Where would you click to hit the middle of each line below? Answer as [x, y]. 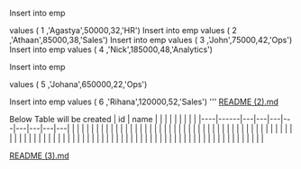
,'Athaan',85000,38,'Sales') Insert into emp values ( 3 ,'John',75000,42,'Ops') [151, 40]
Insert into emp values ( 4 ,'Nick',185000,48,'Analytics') [111, 49]
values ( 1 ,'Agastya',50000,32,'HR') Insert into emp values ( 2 [123, 30]
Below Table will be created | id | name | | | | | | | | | [103, 119]
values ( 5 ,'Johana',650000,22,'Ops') [78, 84]
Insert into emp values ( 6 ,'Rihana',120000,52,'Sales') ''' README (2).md [144, 102]
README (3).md [39, 156]
